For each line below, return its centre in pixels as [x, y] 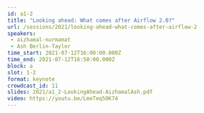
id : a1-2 [20, 14]
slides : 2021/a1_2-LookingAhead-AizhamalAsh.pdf [80, 92]
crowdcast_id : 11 [33, 86]
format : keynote [31, 79]
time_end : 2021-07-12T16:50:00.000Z [61, 60]
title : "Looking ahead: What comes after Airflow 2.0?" [91, 20]
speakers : [22, 33]
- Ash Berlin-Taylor [41, 46]
